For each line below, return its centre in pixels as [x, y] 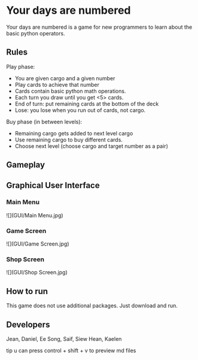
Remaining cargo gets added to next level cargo [74, 133]
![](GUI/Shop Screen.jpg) [37, 273]
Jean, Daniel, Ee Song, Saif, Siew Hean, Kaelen [64, 339]
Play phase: [21, 66]
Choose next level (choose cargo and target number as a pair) [92, 146]
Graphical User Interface [53, 185]
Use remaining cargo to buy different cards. [68, 140]
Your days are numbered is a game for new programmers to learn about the [99, 27]
